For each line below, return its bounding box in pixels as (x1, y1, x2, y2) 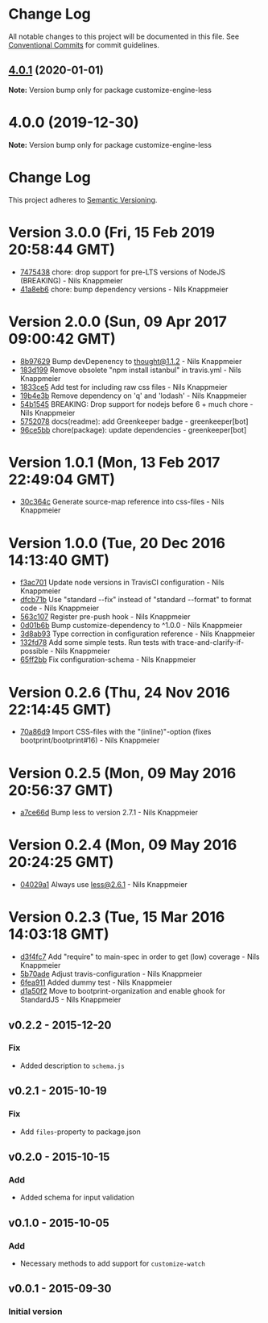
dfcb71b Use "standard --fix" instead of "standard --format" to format (19, 595, 252, 605)
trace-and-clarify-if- (176, 638, 245, 647)
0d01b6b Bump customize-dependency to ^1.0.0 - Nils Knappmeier (19, 621, 243, 630)
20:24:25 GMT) (8, 853, 114, 872)
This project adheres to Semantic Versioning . (8, 195, 158, 204)
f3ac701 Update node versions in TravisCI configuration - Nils (19, 578, 225, 588)
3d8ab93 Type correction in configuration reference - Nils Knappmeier (19, 629, 255, 638)
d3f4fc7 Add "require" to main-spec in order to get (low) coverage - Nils (19, 952, 260, 961)
